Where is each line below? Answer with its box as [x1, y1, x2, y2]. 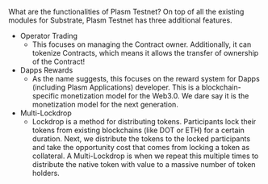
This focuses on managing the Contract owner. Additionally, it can [31, 40, 252, 49]
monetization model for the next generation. [31, 100, 179, 109]
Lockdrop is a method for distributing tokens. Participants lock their [31, 117, 257, 126]
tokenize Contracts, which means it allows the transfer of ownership [31, 48, 259, 57]
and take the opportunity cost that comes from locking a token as [31, 143, 250, 152]
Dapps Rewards [19, 65, 73, 75]
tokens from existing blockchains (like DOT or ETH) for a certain [31, 125, 245, 135]
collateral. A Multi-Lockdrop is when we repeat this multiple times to [31, 151, 259, 161]
